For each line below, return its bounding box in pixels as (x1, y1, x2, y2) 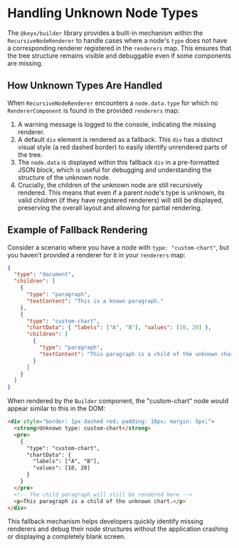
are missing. (7, 59, 43, 67)
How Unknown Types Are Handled (7, 80, 162, 92)
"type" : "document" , (14, 271, 75, 278)
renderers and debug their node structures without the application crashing (7, 524, 228, 533)
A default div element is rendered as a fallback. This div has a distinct (17, 135, 223, 143)
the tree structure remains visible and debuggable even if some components (7, 51, 231, 60)
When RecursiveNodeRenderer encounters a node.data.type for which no (7, 98, 218, 107)
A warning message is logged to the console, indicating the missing (17, 120, 216, 128)
